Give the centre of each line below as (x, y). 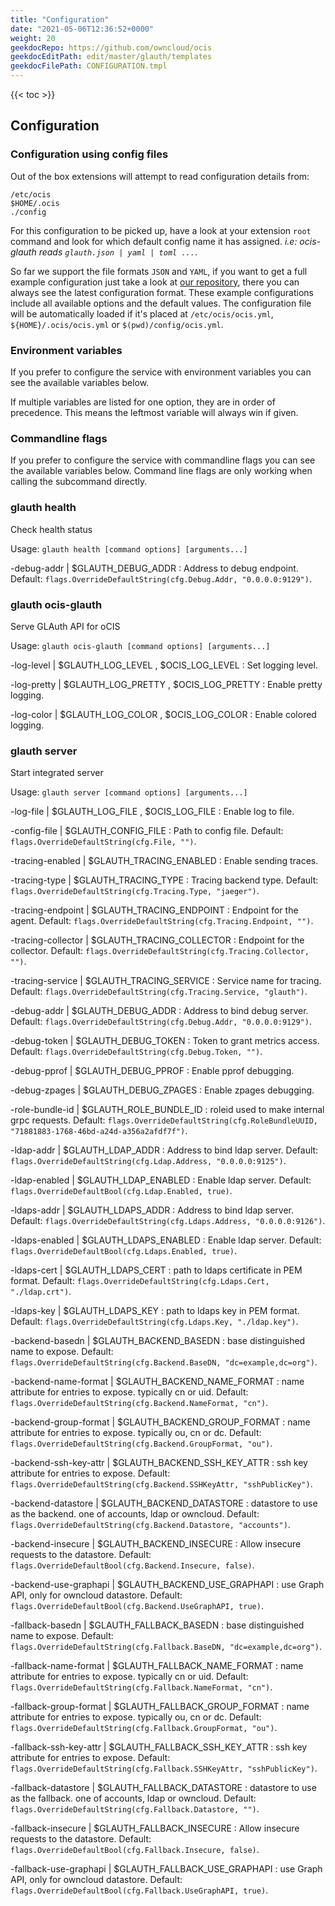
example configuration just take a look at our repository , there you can (155, 282)
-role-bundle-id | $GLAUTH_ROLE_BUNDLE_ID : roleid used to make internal (167, 1110)
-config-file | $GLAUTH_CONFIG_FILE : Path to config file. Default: (147, 831)
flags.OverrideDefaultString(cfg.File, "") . (103, 842)
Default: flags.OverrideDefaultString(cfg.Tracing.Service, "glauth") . (159, 992)
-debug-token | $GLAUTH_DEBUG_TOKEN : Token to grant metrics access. (165, 1041)
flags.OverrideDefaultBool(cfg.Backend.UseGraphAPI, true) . (137, 1606)
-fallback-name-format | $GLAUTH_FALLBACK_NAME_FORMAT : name (157, 1666)
